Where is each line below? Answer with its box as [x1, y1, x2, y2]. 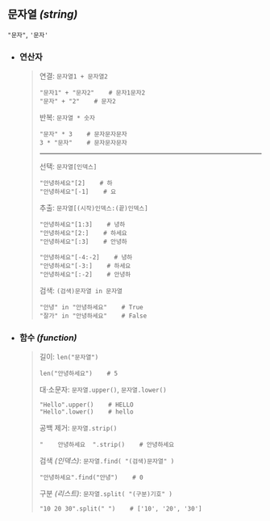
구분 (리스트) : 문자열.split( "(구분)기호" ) [39, 489, 172, 498]
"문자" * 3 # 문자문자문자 [39, 130, 128, 139]
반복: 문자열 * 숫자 [39, 112, 96, 123]
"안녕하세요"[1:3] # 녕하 [39, 221, 126, 229]
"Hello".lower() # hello [39, 408, 134, 416]
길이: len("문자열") [39, 352, 99, 362]
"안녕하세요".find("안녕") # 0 [39, 473, 144, 482]
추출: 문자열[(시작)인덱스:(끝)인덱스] [39, 203, 148, 212]
